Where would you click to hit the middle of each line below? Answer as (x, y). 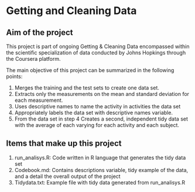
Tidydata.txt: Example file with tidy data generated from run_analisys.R (100, 182)
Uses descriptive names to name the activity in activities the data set (97, 106)
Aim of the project (40, 32)
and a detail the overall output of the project (68, 176)
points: (14, 76)
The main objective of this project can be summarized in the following (90, 70)
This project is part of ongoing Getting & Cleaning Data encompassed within (98, 46)
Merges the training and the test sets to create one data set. (87, 88)
